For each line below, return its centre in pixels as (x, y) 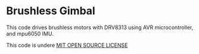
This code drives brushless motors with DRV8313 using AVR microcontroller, (100, 27)
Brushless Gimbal (51, 11)
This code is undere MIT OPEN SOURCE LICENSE (67, 45)
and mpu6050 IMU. (30, 33)
